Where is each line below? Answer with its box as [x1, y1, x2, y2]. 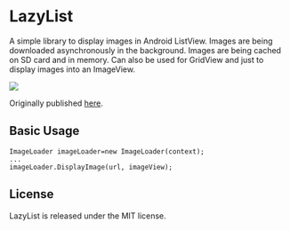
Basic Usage [9, 123, 80, 139]
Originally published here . [9, 98, 104, 108]
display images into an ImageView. [9, 64, 136, 75]
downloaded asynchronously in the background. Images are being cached [9, 44, 282, 55]
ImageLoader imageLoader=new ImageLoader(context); [9, 147, 205, 156]
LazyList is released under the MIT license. [9, 210, 166, 221]
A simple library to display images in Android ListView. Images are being [9, 36, 273, 46]
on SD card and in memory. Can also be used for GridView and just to [9, 54, 264, 65]
